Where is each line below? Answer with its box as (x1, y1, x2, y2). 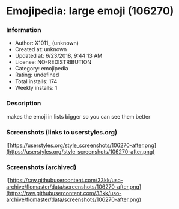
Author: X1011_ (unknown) (14, 39, 79, 46)
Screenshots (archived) (6, 163, 77, 171)
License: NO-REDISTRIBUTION (14, 58, 92, 66)
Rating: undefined (14, 71, 59, 79)
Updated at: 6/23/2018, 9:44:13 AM (14, 52, 103, 60)
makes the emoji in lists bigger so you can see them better (6, 113, 151, 120)
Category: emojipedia (14, 65, 68, 72)
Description (6, 99, 41, 108)
